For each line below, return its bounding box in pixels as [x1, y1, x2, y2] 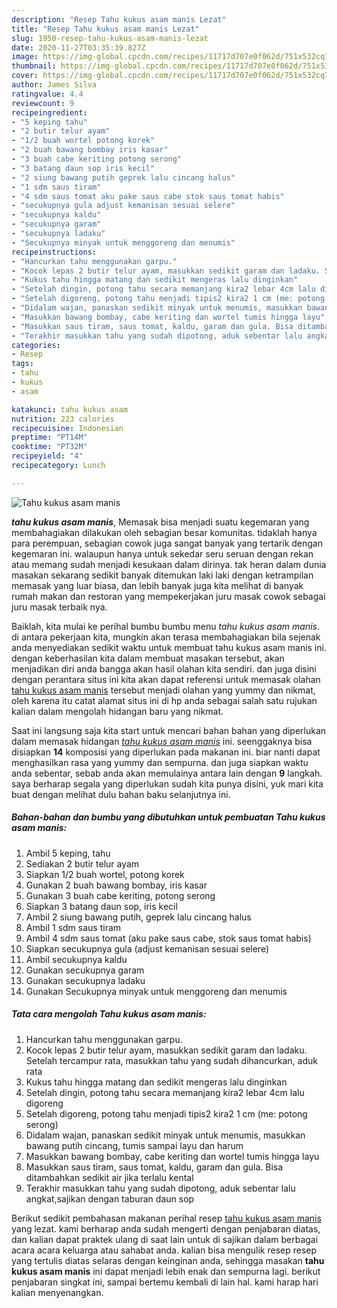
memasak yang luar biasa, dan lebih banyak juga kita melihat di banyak [11, 579, 304, 591]
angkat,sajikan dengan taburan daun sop [25, 1192, 195, 1205]
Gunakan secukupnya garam [25, 964, 145, 976]
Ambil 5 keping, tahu [25, 847, 111, 859]
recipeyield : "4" [11, 451, 84, 461]
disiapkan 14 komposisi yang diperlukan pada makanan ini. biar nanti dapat [11, 746, 321, 758]
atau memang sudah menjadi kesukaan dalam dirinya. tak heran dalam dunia [11, 558, 327, 570]
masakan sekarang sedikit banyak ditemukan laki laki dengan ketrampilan [11, 569, 314, 581]
